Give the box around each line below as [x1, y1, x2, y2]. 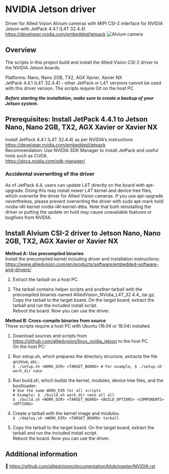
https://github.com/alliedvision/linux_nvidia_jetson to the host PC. [12, 338, 149, 344]
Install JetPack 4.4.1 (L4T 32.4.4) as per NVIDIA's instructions [5, 136, 133, 142]
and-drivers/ [5, 266, 31, 272]
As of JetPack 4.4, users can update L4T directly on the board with [5, 182, 145, 188]
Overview [5, 46, 37, 54]
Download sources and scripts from [12, 333, 87, 339]
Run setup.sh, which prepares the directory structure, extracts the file [12, 353, 158, 359]
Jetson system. [5, 100, 39, 106]
